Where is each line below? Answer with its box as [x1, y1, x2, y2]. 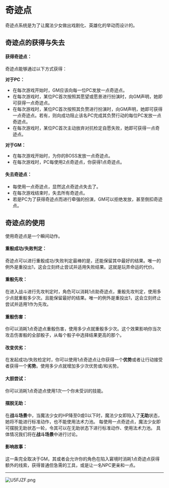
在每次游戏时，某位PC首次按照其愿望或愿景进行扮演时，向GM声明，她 [12, 93, 158, 99]
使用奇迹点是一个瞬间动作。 [5, 233, 63, 239]
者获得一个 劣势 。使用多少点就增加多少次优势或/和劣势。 [5, 363, 122, 369]
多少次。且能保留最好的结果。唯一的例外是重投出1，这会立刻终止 [27, 294, 161, 300]
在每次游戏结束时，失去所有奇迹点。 [12, 190, 88, 196]
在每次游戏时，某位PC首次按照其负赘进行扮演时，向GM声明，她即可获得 [12, 106, 163, 112]
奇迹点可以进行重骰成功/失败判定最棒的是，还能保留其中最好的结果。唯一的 [5, 258, 161, 264]
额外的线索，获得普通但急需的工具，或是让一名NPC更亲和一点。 [5, 462, 138, 468]
